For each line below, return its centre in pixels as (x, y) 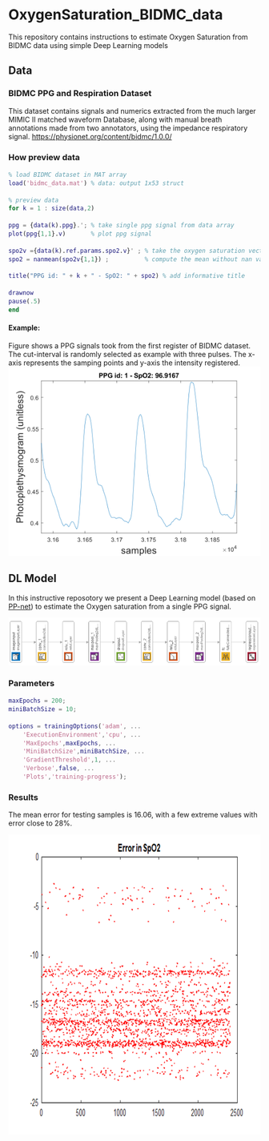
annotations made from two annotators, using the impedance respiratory (128, 128)
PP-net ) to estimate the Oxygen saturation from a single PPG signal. (120, 606)
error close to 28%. (40, 823)
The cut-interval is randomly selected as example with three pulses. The (127, 354)
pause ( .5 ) (25, 302)
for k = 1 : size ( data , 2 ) (51, 209)
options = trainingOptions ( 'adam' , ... (75, 726)
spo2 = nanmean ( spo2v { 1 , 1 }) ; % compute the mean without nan (130, 259)
